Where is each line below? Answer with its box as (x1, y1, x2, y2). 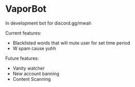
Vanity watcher (12, 65, 45, 71)
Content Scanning (12, 76, 51, 82)
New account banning (12, 70, 60, 77)
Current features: (5, 30, 42, 36)
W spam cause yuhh (12, 45, 56, 51)
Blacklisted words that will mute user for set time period (12, 39, 130, 46)
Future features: (5, 55, 39, 61)
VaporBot (5, 3, 47, 15)
